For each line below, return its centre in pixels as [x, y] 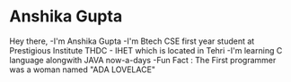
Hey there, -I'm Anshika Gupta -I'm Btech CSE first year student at [132, 41]
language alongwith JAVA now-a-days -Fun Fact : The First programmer [143, 60]
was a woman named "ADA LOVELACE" [82, 70]
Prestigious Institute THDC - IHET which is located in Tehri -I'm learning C [146, 50]
